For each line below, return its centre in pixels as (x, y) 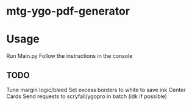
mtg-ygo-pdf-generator (68, 11)
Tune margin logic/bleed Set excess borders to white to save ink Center (96, 90)
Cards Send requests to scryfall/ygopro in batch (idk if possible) (87, 96)
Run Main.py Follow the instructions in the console (69, 56)
